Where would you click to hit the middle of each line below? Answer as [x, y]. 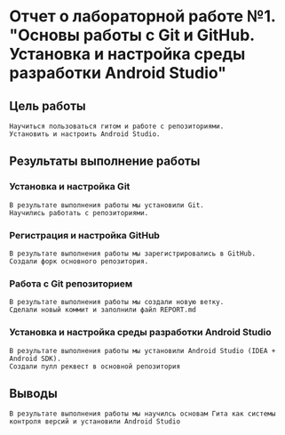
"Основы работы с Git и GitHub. [132, 35]
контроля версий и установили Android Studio [95, 422]
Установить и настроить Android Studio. [85, 134]
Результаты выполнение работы [105, 161]
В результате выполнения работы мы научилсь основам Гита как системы [142, 414]
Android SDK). [36, 358]
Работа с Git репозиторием [71, 284]
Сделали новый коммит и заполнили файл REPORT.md [103, 310]
